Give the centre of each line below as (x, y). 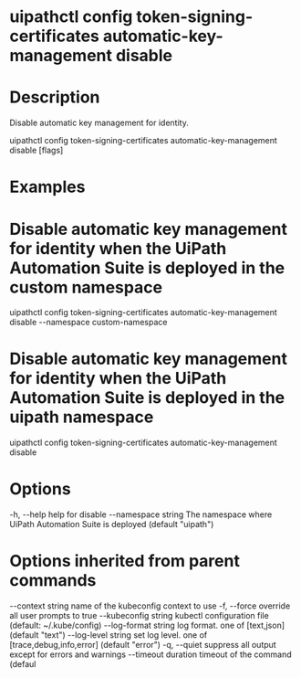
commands (53, 581)
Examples (47, 187)
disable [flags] (36, 150)
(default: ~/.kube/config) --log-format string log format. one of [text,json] (147, 625)
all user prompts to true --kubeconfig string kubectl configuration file (139, 616)
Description (55, 97)
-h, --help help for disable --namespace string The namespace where (141, 514)
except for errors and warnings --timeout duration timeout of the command (150, 654)
